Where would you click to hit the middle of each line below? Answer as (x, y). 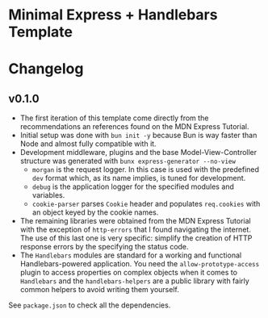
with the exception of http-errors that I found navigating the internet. (136, 230)
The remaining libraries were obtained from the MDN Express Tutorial (136, 221)
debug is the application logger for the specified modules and (133, 186)
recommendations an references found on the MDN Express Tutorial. (134, 127)
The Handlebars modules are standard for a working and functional (131, 255)
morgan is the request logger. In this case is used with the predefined (146, 169)
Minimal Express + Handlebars (113, 15)
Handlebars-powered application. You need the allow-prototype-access (140, 264)
